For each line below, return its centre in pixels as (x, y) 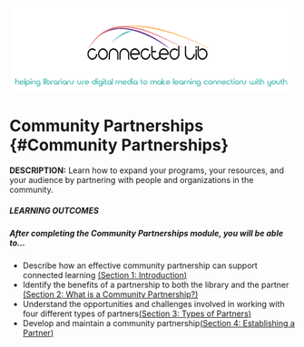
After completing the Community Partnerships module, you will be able (147, 233)
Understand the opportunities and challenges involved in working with (154, 304)
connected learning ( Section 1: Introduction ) (105, 275)
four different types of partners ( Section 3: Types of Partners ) (137, 313)
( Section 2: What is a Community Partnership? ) (110, 294)
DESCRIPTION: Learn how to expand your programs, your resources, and (147, 170)
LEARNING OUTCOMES (54, 210)
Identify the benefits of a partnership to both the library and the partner (156, 285)
